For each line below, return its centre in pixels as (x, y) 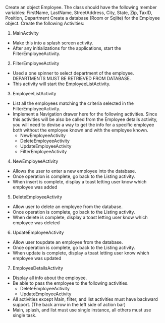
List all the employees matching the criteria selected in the (73, 103)
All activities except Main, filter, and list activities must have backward (85, 299)
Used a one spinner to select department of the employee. (73, 73)
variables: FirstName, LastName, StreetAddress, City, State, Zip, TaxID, (79, 13)
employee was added (35, 187)
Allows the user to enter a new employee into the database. (74, 171)
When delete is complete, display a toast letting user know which (80, 217)
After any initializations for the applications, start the (67, 48)
